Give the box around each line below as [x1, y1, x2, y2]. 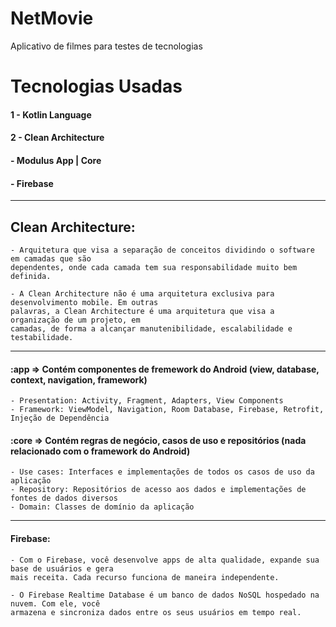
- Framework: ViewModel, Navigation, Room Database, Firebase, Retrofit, [10, 405, 325, 415]
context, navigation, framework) [10, 373, 148, 386]
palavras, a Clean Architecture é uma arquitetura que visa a [10, 306, 275, 316]
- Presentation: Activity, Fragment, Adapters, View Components [10, 396, 284, 406]
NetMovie [10, 7, 94, 30]
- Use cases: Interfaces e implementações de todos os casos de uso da [10, 467, 315, 477]
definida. [10, 271, 52, 281]
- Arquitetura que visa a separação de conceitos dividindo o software [10, 245, 315, 255]
